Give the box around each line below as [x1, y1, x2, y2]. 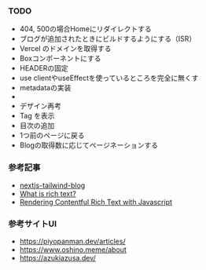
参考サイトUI [8, 218, 57, 229]
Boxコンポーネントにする [19, 53, 101, 64]
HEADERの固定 [19, 64, 68, 73]
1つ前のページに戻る [19, 131, 85, 140]
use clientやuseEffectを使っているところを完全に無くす [19, 73, 199, 83]
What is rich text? [19, 188, 76, 198]
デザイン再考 [19, 101, 61, 111]
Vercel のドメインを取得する [19, 44, 112, 53]
